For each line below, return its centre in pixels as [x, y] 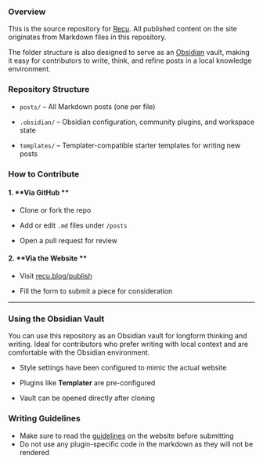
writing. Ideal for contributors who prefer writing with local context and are [128, 345]
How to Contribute [44, 173]
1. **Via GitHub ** [39, 193]
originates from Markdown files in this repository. [87, 37]
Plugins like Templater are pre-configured [87, 383]
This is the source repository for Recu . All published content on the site [122, 29]
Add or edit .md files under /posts [73, 225]
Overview [27, 12]
